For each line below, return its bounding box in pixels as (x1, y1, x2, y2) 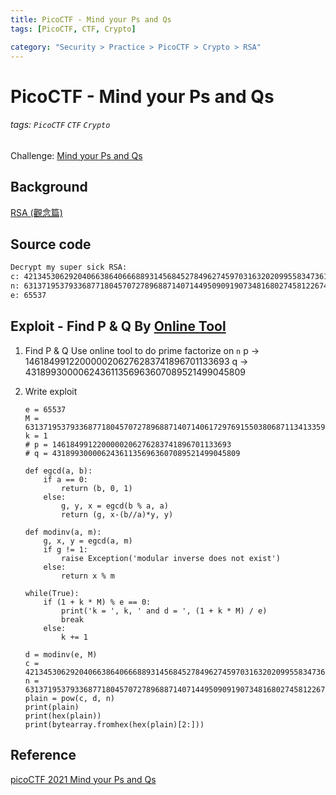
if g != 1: (43, 544, 89, 555)
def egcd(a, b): (24, 466, 93, 476)
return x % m (61, 571, 115, 581)
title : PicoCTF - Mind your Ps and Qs (10, 14, 172, 25)
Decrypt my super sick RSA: (10, 262, 128, 273)
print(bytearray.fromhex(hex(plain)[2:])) (24, 719, 205, 730)
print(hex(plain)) (24, 711, 102, 721)
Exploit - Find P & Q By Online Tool (10, 318, 227, 335)
